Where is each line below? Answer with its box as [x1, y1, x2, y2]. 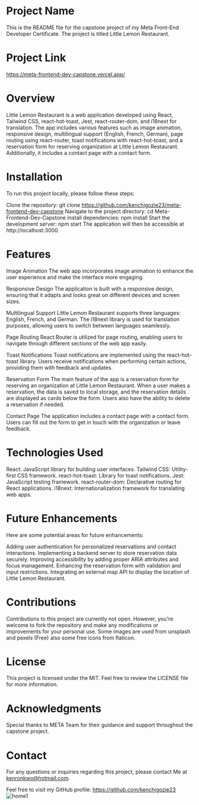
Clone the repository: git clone [6, 201, 81, 208]
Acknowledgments [6, 701, 102, 715]
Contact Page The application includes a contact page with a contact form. [6, 412, 190, 419]
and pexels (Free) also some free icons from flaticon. [6, 634, 135, 641]
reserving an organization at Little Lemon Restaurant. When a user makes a [6, 382, 190, 389]
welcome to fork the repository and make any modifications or [6, 621, 159, 629]
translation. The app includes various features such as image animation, [6, 124, 182, 131]
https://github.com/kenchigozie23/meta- [81, 201, 182, 208]
